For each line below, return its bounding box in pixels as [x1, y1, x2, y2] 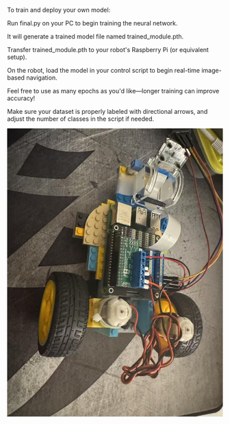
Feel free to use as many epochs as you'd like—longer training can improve [7, 87, 220, 95]
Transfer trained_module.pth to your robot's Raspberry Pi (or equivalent [7, 46, 209, 54]
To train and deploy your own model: [7, 6, 111, 14]
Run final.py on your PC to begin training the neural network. [7, 19, 178, 27]
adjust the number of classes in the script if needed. [7, 115, 155, 123]
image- [201, 67, 222, 74]
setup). [7, 53, 27, 61]
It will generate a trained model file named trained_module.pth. [7, 32, 184, 40]
